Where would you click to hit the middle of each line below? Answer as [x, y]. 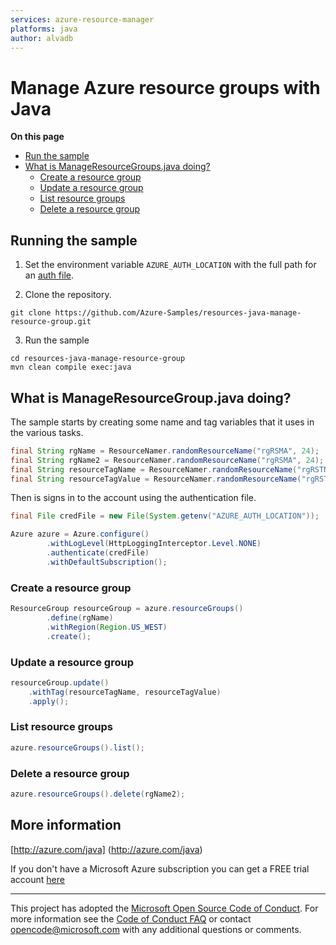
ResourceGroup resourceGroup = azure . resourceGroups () [127, 609]
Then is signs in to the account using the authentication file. [133, 498]
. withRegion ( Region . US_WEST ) [107, 627]
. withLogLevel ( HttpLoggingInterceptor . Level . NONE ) [154, 544]
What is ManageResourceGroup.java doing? [151, 397]
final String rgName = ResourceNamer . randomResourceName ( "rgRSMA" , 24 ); [165, 451]
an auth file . [49, 275]
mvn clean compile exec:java [71, 367]
